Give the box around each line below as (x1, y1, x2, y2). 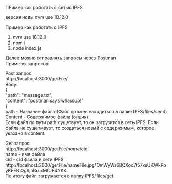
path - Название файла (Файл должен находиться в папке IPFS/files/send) (5, 109, 167, 114)
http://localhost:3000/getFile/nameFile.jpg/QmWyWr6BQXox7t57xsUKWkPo (5, 162, 166, 168)
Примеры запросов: (5, 60, 50, 66)
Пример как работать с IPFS (5, 24, 68, 30)
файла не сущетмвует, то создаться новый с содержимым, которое (5, 125, 155, 131)
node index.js (12, 45, 42, 51)
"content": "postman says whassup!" (5, 97, 84, 104)
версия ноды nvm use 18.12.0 (5, 14, 68, 20)
